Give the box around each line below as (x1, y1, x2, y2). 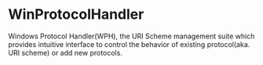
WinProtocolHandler (8, 5, 144, 23)
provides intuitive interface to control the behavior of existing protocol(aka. (8, 39, 250, 49)
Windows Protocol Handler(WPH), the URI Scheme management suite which (8, 31, 255, 41)
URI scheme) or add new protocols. (8, 48, 123, 57)
